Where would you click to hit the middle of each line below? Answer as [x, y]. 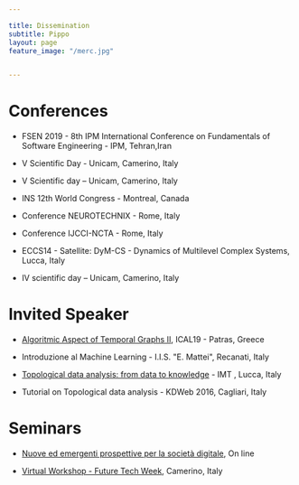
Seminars [45, 429]
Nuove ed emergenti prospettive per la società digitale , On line [138, 453]
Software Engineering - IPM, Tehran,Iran [97, 146]
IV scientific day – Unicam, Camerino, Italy [100, 278]
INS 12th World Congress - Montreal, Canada [105, 199]
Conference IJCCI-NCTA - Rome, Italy [92, 233]
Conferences [59, 112]
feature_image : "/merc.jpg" [61, 51]
